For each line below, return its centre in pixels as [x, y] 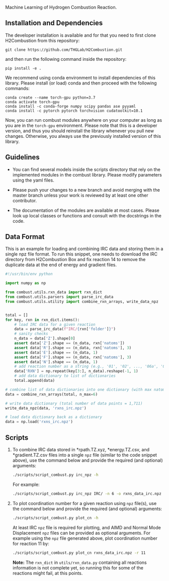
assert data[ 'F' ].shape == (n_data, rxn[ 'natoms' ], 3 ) [73, 357]
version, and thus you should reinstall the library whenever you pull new [80, 131]
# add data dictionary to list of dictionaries [65, 376]
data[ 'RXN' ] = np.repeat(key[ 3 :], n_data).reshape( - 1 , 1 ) [76, 371]
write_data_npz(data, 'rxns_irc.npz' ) [46, 408]
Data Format [25, 237]
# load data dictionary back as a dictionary [54, 417]
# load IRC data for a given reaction [55, 324]
